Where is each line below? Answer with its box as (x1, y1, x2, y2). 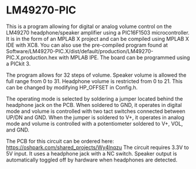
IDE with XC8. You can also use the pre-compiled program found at (6, 42, 168, 49)
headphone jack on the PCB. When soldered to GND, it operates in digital (6, 101, 183, 108)
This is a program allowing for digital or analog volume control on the (6, 23, 172, 30)
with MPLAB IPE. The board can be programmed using (58, 54, 190, 61)
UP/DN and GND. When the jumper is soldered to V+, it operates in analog (6, 113, 184, 120)
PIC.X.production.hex (6, 54, 57, 61)
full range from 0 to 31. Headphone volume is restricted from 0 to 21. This (6, 77, 183, 85)
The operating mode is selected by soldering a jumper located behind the (6, 95, 183, 102)
